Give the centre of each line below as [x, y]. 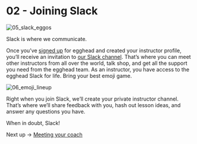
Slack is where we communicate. [47, 39]
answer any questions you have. [46, 111]
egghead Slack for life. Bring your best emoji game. [69, 76]
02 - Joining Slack [52, 11]
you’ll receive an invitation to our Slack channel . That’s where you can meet [99, 57]
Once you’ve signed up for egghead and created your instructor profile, [94, 50]
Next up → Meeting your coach [44, 134]
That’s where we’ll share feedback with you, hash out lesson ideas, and [93, 105]
